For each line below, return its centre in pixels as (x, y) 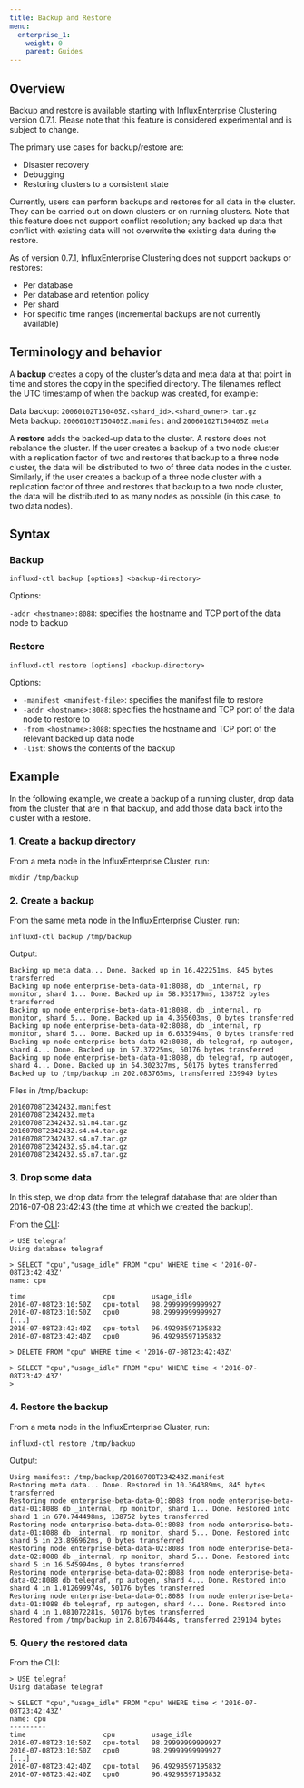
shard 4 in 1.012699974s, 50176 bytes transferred (107, 1588)
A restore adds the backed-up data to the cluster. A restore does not (138, 438)
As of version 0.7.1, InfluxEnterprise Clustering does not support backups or (151, 257)
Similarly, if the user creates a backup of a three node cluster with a (136, 477)
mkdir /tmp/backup (44, 877)
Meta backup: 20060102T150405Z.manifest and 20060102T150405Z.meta (139, 420)
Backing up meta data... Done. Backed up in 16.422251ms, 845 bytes (142, 971)
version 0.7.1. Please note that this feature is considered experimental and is (151, 120)
